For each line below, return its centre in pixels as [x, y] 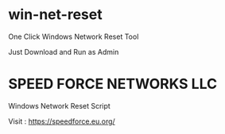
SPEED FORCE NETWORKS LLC [112, 84]
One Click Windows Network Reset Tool [74, 36]
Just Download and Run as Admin [64, 52]
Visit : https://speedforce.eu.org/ [62, 121]
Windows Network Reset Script [60, 105]
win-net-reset [55, 15]
